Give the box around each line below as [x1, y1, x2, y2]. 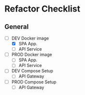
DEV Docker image [11, 35, 49, 41]
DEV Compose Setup [11, 68, 53, 74]
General [4, 23, 29, 31]
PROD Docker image [11, 52, 52, 57]
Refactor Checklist [4, 3, 80, 14]
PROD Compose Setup [11, 79, 57, 85]
